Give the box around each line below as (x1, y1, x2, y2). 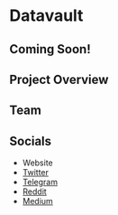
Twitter (22, 167, 50, 178)
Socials (9, 133, 52, 149)
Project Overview (9, 71, 109, 87)
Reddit (22, 186, 47, 197)
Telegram (22, 177, 59, 188)
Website (22, 157, 54, 168)
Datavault (9, 5, 84, 26)
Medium (22, 196, 54, 207)
